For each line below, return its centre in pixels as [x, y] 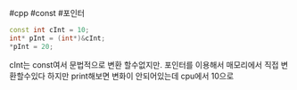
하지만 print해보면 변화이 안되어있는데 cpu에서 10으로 [141, 76]
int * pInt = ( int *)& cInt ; [57, 38]
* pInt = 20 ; [31, 46]
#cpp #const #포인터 [47, 13]
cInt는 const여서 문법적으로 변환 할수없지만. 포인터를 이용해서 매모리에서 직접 [144, 64]
